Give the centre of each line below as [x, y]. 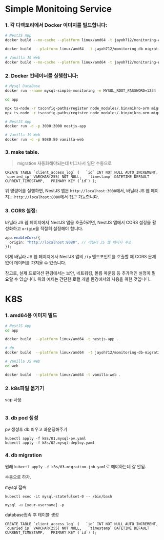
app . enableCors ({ [23, 238]
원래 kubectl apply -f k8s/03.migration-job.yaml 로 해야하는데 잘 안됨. [76, 466]
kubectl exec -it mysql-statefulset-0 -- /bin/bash [59, 497]
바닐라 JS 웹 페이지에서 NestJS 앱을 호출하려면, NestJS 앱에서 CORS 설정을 [78, 222]
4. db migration [24, 455]
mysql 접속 [16, 487]
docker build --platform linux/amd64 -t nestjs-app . [62, 339]
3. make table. [22, 152]
